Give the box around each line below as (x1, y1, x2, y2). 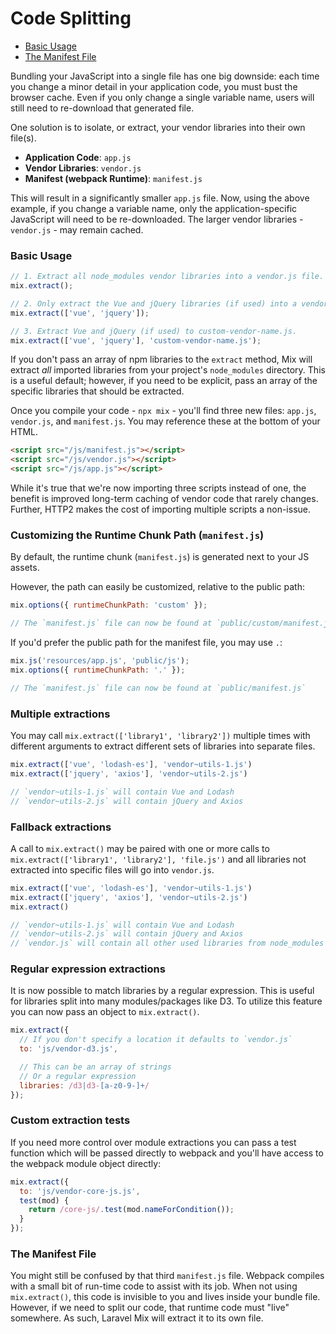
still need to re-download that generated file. (10, 102, 195, 114)
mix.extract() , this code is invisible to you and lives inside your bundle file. (10, 1291, 321, 1303)
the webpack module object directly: (10, 1157, 162, 1169)
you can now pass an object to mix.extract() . (10, 1006, 200, 1018)
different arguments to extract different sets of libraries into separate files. (10, 740, 316, 752)
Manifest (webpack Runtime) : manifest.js (24, 172, 203, 184)
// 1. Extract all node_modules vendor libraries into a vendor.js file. (10, 272, 325, 282)
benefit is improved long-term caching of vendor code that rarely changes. (10, 493, 319, 505)
